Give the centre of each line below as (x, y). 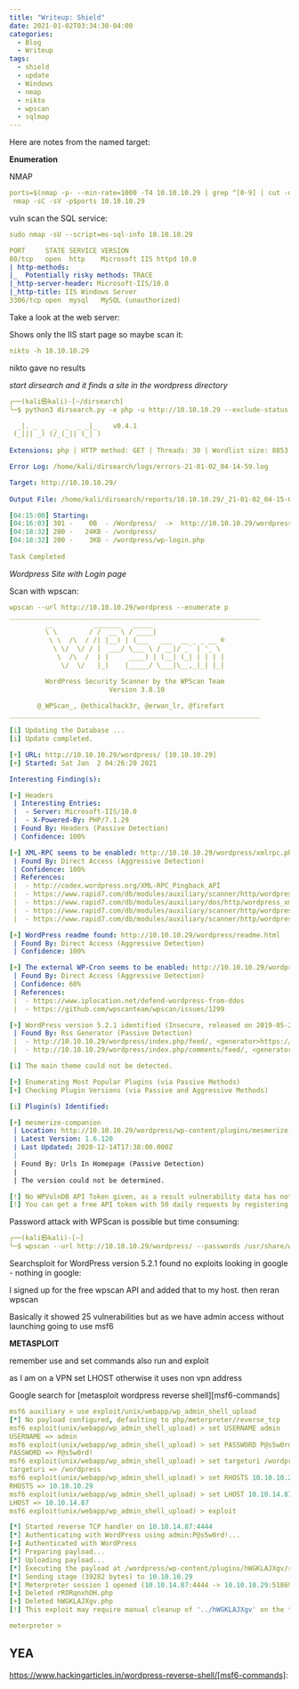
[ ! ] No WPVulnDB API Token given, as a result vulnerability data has (143, 1197)
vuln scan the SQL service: (59, 218)
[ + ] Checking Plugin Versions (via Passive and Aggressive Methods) (139, 1090)
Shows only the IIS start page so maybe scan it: (97, 334)
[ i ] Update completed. (51, 739)
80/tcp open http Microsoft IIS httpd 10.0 (103, 259)
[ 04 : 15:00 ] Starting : (49, 516)
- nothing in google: (45, 1273)
